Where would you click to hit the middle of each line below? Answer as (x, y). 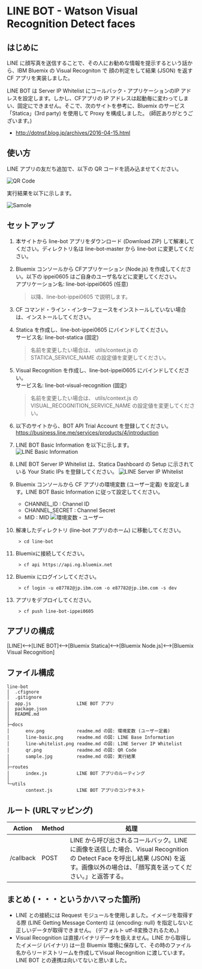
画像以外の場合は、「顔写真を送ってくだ (137, 868)
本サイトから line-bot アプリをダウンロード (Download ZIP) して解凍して (105, 241)
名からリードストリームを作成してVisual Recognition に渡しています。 (102, 952)
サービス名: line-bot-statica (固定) (57, 337)
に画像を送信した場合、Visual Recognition (129, 850)
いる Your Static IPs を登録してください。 (66, 471)
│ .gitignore (25, 698)
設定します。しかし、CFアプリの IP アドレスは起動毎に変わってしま (105, 98)
